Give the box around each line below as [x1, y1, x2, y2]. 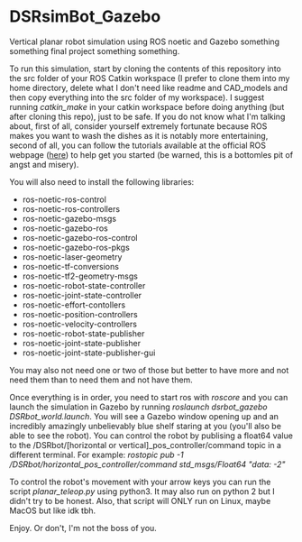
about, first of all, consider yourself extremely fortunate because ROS [9, 120, 268, 132]
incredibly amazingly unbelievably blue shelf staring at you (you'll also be [9, 420, 282, 431]
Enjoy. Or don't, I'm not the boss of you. [9, 522, 158, 533]
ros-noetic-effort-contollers [22, 299, 126, 310]
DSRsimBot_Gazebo [9, 6, 161, 27]
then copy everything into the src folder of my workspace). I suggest [9, 92, 265, 103]
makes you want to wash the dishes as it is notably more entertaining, [9, 130, 269, 141]
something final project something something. [9, 45, 180, 56]
